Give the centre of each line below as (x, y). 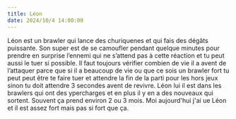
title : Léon (25, 14)
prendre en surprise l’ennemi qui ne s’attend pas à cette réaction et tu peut (116, 55)
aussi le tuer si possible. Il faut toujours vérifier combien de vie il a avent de (117, 63)
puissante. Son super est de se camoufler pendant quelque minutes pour (114, 48)
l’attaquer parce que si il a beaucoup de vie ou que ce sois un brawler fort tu (118, 70)
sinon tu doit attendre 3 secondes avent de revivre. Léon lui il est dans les (114, 85)
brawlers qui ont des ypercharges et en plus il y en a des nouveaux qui (110, 93)
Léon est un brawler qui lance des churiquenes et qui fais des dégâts (108, 40)
